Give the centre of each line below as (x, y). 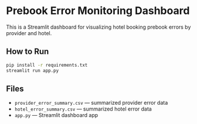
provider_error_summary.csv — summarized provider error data (91, 103)
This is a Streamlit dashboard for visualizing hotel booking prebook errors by (98, 27)
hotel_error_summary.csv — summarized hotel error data (83, 109)
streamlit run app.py (33, 70)
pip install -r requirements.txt (47, 65)
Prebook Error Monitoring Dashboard (98, 11)
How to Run (28, 52)
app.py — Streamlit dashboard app (56, 115)
